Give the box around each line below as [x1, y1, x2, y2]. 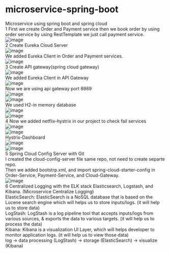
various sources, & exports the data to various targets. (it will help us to [5, 215, 155, 221]
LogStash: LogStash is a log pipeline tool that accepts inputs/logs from [5, 210, 154, 216]
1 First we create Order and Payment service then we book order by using [5, 26, 160, 32]
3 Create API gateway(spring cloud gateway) [5, 64, 99, 70]
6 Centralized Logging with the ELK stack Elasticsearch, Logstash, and [5, 183, 154, 189]
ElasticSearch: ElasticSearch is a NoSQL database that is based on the [5, 194, 153, 200]
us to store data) [5, 205, 40, 211]
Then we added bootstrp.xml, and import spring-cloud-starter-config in [5, 167, 155, 173]
